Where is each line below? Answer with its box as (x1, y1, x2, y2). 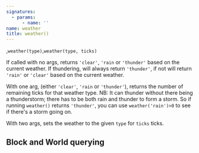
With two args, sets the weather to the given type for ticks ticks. (6, 120, 165, 127)
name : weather (6, 25, 42, 32)
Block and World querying (6, 137, 105, 147)
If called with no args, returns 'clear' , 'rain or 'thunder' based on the (6, 59, 180, 66)
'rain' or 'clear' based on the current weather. (6, 71, 125, 79)
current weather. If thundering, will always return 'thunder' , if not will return (6, 65, 192, 72)
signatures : (6, 8, 36, 15)
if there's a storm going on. (6, 108, 72, 115)
